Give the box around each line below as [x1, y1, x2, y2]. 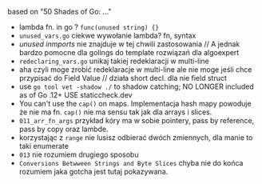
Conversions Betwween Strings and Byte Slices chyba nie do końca [18, 158, 244, 167]
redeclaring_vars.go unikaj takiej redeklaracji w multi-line [18, 56, 209, 66]
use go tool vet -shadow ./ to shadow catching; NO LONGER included [18, 82, 254, 91]
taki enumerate [18, 142, 69, 150]
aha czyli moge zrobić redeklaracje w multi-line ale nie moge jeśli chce [18, 65, 252, 74]
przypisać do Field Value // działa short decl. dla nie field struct [18, 74, 227, 82]
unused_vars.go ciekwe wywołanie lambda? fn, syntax [18, 31, 196, 40]
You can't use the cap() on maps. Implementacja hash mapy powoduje [18, 99, 252, 108]
